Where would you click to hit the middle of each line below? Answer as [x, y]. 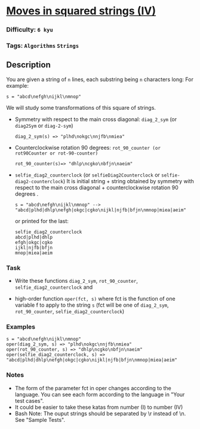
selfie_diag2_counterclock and [54, 287]
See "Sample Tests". [40, 419]
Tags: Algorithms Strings [43, 46]
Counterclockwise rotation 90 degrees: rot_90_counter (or [88, 147]
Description [28, 65]
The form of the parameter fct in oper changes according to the [93, 388]
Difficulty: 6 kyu [30, 30]
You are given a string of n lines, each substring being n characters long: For [100, 79]
